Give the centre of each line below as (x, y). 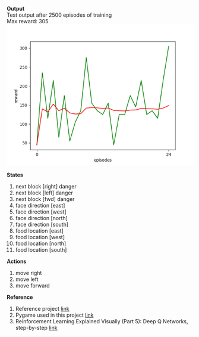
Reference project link (42, 309)
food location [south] (41, 250)
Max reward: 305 (28, 21)
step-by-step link (37, 328)
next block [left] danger (44, 193)
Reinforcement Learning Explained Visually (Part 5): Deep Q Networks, (102, 321)
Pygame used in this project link (54, 315)
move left (27, 279)
